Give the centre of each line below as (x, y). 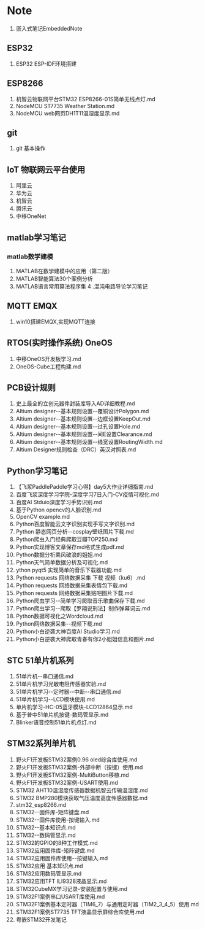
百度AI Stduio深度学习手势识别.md (59, 502)
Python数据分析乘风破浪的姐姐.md (59, 555)
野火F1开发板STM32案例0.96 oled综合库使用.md (76, 760)
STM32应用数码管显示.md (49, 873)
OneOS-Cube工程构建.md (48, 367)
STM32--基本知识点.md (46, 827)
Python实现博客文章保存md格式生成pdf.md (70, 547)
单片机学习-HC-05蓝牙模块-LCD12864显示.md (74, 707)
